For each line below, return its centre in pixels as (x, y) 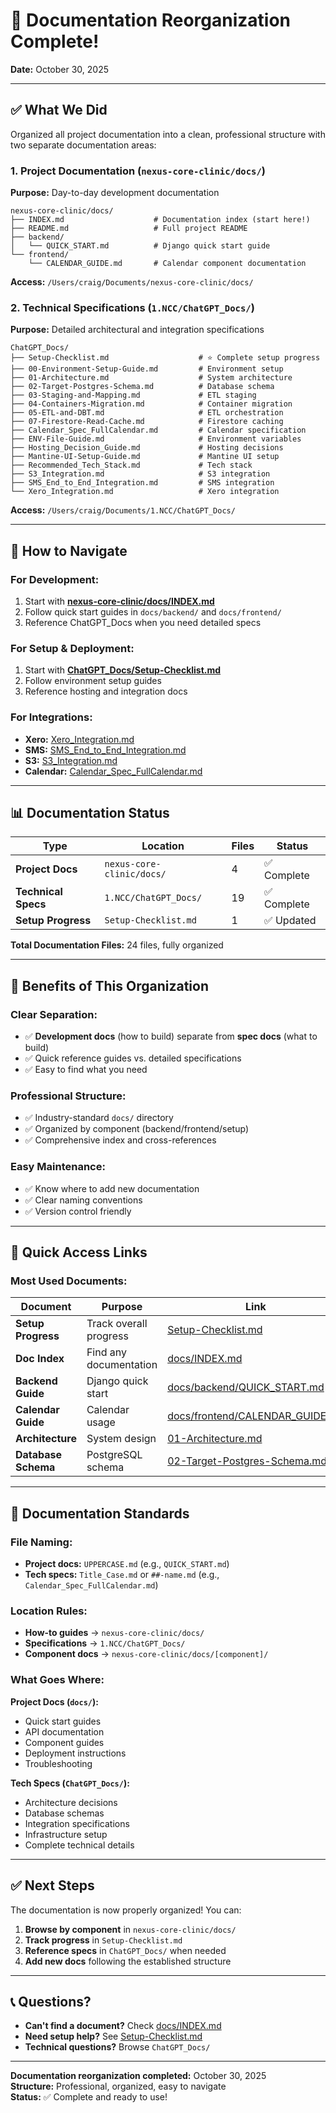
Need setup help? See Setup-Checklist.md (113, 2036)
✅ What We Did (59, 110)
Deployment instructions (75, 1753)
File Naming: (41, 1542)
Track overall (117, 1324)
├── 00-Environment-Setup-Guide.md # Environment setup (147, 369)
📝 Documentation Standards (100, 1513)
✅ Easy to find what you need (86, 1070)
